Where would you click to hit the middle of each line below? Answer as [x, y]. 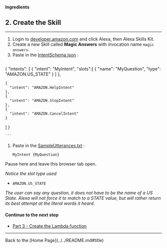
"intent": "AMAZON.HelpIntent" [42, 88]
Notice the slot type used [31, 173]
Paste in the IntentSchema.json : [45, 55]
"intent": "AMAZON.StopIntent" [42, 101]
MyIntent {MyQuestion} [36, 155]
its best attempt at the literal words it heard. [50, 203]
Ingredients [17, 7]
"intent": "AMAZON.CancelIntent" [44, 114]
